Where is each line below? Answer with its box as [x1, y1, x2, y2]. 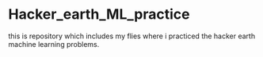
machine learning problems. [8, 39, 100, 48]
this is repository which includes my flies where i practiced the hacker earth [8, 31, 256, 41]
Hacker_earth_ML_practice [8, 5, 190, 23]
